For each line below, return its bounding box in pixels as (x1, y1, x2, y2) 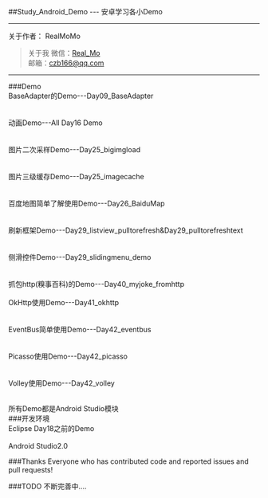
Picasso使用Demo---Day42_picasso (8, 351, 128, 361)
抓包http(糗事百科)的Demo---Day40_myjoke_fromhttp (8, 280, 185, 288)
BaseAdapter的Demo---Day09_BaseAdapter (8, 91, 154, 100)
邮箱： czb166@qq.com (27, 58, 104, 68)
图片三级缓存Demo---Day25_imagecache (8, 172, 145, 181)
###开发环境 (8, 414, 50, 423)
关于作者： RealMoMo (8, 31, 81, 41)
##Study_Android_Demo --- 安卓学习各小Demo (8, 7, 164, 16)
